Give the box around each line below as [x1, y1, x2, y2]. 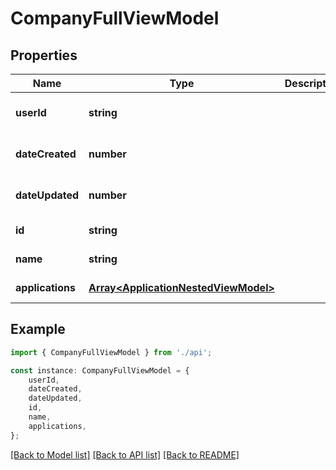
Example [10, 321, 66, 338]
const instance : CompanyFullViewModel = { [10, 365, 190, 376]
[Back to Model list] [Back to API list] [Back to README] [10, 448, 240, 461]
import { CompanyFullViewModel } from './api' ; [10, 347, 213, 357]
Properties [10, 47, 78, 64]
